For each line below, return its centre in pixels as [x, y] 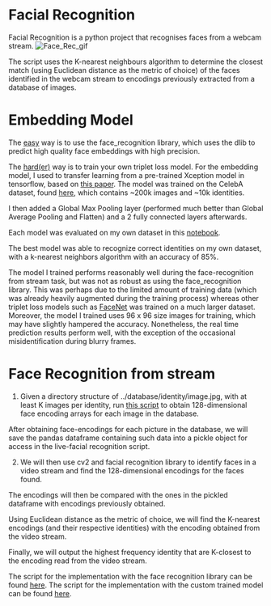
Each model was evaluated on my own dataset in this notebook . [114, 232]
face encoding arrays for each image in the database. [110, 413]
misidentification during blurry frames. [72, 341]
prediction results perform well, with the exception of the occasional [122, 333]
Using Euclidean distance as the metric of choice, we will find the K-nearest [134, 519]
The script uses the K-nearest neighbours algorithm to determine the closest [136, 61]
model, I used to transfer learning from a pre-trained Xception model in [127, 175]
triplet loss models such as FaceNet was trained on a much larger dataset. [132, 307]
